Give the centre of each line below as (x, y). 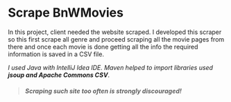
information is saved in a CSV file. (56, 54)
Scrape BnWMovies (66, 13)
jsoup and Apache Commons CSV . (59, 75)
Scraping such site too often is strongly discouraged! (103, 91)
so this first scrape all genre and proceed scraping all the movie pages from (116, 39)
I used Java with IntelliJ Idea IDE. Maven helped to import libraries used (111, 67)
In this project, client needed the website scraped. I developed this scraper (115, 32)
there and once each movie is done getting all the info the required (103, 46)
